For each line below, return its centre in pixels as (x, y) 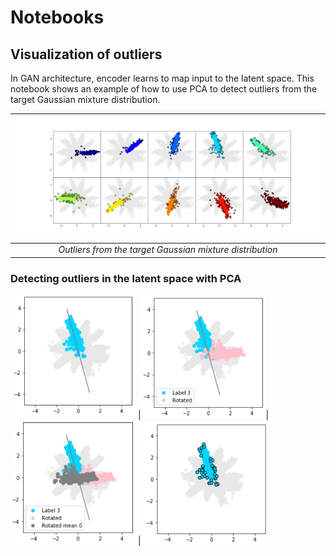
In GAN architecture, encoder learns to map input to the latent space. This (162, 78)
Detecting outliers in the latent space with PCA (126, 278)
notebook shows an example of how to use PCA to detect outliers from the (164, 89)
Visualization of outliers (86, 54)
